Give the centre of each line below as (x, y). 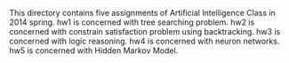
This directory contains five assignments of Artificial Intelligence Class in (142, 13)
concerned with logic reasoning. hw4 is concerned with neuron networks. (144, 41)
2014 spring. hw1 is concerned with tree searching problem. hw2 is (132, 22)
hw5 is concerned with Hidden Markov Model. (94, 51)
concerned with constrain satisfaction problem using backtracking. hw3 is (145, 31)
